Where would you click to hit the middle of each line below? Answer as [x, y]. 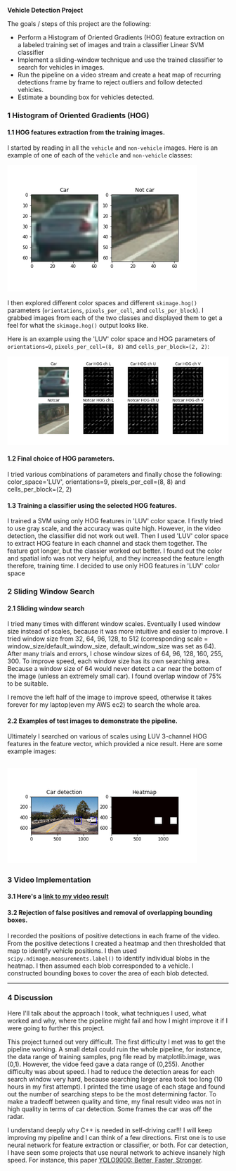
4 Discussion [30, 998]
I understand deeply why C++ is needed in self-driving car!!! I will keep [110, 1130]
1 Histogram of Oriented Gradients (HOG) [78, 115]
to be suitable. [28, 684]
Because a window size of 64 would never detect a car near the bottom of [115, 669]
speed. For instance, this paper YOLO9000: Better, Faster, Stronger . [105, 1160]
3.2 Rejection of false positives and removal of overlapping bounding [110, 912]
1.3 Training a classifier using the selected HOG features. [92, 505]
